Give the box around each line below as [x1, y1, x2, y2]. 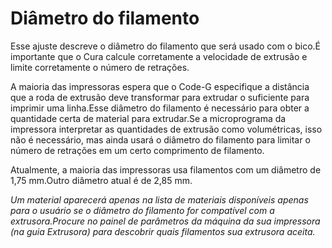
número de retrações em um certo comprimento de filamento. [10, 144, 265, 156]
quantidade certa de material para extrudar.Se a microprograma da [10, 112, 287, 124]
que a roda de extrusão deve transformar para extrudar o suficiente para [10, 91, 310, 103]
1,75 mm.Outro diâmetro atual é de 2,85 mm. [10, 174, 193, 186]
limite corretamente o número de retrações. [10, 61, 190, 73]
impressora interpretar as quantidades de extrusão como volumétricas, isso [10, 123, 323, 135]
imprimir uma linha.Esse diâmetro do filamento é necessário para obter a [10, 102, 310, 114]
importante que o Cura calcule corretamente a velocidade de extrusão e [10, 50, 308, 62]
